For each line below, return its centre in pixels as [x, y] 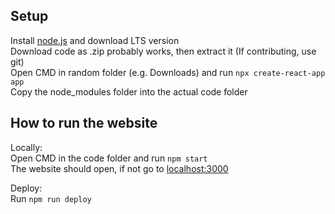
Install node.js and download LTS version [95, 40]
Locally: [26, 147]
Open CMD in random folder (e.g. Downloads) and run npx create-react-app [168, 72]
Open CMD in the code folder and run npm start [109, 158]
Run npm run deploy [51, 198]
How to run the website [84, 123]
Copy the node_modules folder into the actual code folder [129, 91]
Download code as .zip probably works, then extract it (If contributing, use [163, 51]
